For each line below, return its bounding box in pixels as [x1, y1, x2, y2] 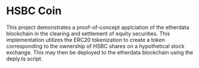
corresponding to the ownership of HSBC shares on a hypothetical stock [6, 43, 185, 50]
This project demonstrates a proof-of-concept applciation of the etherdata [6, 24, 189, 31]
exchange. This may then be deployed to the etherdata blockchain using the [6, 48, 194, 56]
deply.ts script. [6, 55, 43, 62]
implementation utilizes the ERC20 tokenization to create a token [6, 36, 166, 43]
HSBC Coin [6, 4, 62, 18]
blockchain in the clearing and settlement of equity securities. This [6, 30, 170, 37]
